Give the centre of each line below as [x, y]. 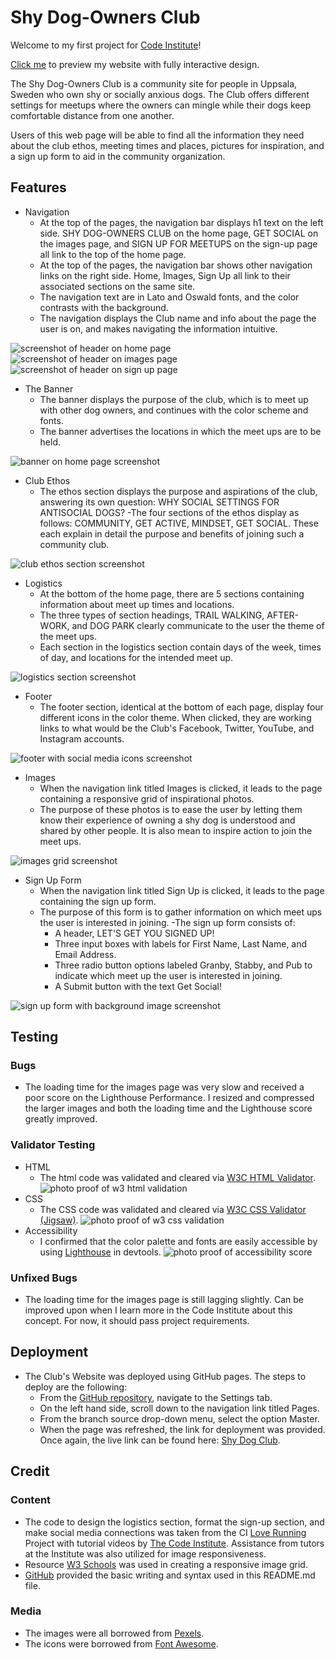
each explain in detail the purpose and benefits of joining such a [172, 533]
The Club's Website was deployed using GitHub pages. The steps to [165, 1376]
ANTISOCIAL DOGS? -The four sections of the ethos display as [169, 512]
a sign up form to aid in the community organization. [118, 156]
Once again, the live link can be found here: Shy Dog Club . [160, 1440]
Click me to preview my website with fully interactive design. [135, 64]
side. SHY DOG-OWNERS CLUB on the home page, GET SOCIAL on [179, 233]
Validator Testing [53, 1145]
